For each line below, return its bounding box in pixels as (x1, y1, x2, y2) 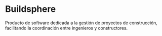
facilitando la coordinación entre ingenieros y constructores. (5, 25, 128, 31)
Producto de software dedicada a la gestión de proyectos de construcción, (5, 20, 158, 26)
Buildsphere (5, 3, 56, 15)
